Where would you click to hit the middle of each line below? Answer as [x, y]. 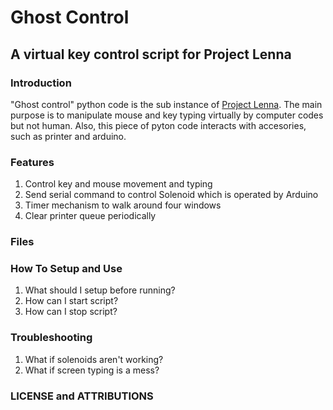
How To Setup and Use [66, 269]
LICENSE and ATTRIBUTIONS [82, 396]
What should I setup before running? [100, 290]
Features [32, 162]
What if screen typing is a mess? [92, 370]
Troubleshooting [51, 338]
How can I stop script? [71, 312]
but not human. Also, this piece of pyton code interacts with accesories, [158, 125]
